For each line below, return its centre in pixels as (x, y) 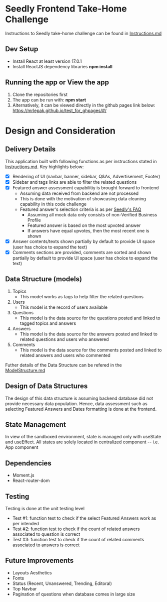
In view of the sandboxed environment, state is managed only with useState (83, 437)
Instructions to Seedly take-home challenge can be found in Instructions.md (83, 33)
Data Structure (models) (44, 279)
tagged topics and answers (48, 323)
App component (22, 447)
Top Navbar (24, 588)
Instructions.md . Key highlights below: (44, 167)
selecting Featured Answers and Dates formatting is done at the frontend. (81, 409)
